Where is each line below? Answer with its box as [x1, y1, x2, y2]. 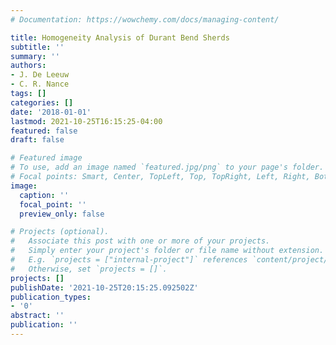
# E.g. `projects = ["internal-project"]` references [10, 255, 248, 265]
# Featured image [10, 153, 83, 163]
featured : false [10, 126, 78, 136]
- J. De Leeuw [10, 70, 70, 80]
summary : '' [10, 51, 60, 61]
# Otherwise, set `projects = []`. [10, 264, 168, 274]
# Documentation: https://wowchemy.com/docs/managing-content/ [10, 14, 280, 25]
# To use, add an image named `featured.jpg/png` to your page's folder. [10, 162, 325, 173]
